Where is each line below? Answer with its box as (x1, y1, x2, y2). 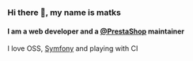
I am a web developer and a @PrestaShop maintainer (7, 27, 185, 36)
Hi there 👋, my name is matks (7, 7, 122, 18)
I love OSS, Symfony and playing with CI (7, 44, 138, 53)
